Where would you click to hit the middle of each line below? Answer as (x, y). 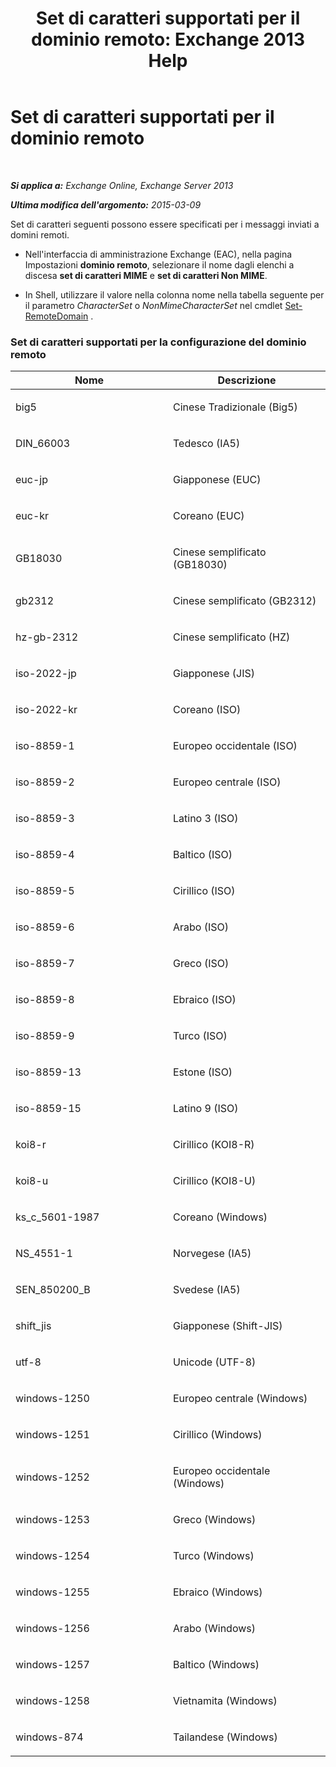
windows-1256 (52, 1629)
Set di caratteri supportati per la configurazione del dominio (158, 342)
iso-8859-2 (45, 782)
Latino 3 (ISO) (206, 819)
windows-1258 (52, 1701)
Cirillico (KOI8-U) (215, 1181)
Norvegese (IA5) (212, 1254)
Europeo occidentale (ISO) (235, 746)
